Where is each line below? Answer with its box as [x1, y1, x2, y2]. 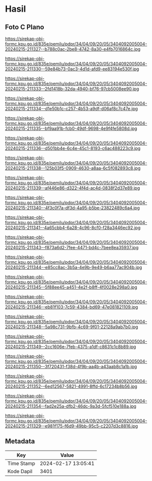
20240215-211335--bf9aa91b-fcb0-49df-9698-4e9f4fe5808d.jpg [5, 125, 137, 131]
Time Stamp [7, 460, 36, 467]
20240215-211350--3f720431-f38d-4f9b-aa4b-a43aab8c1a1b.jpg [5, 364, 137, 369]
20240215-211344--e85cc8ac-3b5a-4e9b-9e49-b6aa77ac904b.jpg [5, 265, 142, 270]
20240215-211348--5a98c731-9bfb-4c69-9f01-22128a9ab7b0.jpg [5, 324, 138, 330]
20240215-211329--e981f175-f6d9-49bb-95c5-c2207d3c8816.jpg [5, 423, 138, 429]
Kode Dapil [7, 468, 33, 475]
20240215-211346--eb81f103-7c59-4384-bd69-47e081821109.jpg [5, 304, 138, 310]
